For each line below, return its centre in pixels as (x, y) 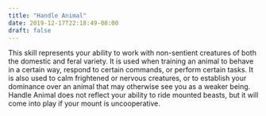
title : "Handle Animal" (48, 15)
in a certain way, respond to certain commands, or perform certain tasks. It (131, 70)
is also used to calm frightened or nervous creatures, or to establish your (127, 78)
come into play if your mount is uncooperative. (85, 103)
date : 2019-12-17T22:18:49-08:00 (64, 23)
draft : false (30, 30)
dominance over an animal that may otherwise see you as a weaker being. (129, 87)
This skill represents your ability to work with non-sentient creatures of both (132, 53)
